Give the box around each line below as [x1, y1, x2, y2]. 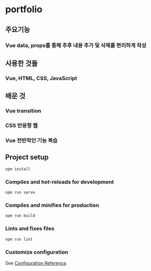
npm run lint [5, 236, 33, 242]
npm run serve [5, 190, 36, 195]
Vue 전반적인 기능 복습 [5, 137, 58, 144]
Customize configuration [5, 249, 69, 256]
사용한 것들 [5, 59, 38, 67]
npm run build [5, 213, 36, 218]
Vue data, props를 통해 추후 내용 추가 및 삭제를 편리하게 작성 [5, 42, 146, 49]
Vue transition [5, 107, 42, 114]
